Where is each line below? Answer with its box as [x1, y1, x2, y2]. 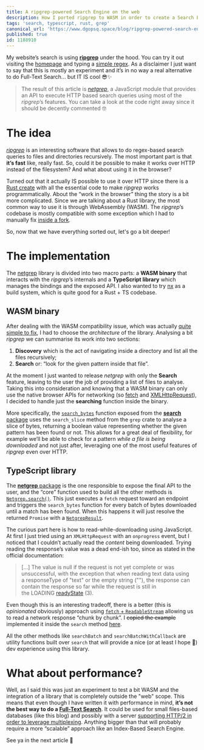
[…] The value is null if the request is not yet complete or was [21, 563, 175, 571]
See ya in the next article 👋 [6, 737, 73, 744]
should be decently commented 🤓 [21, 104, 107, 112]
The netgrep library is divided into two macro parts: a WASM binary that [6, 269, 187, 276]
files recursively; [15, 353, 57, 361]
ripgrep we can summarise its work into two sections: [6, 335, 140, 343]
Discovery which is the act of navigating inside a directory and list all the [15, 347, 198, 354]
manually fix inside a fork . [6, 216, 71, 223]
